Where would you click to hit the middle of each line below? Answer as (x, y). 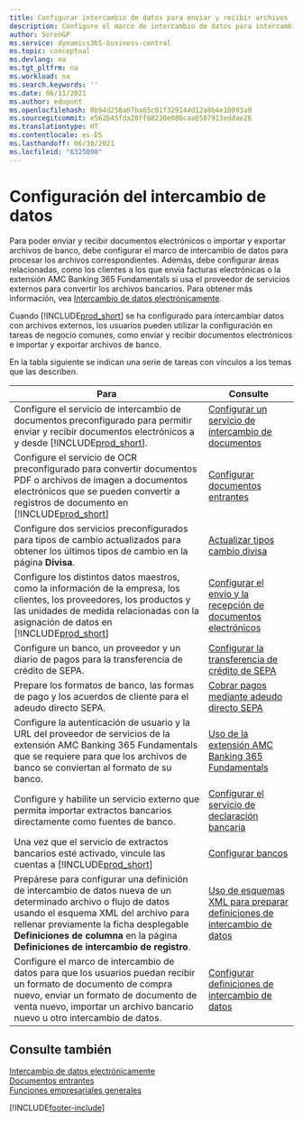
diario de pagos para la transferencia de (98, 659)
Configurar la (236, 648)
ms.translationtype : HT (54, 127)
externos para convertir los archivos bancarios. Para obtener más (131, 289)
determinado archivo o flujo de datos (92, 901)
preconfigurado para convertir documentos (106, 468)
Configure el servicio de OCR (76, 457)
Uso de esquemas (247, 890)
